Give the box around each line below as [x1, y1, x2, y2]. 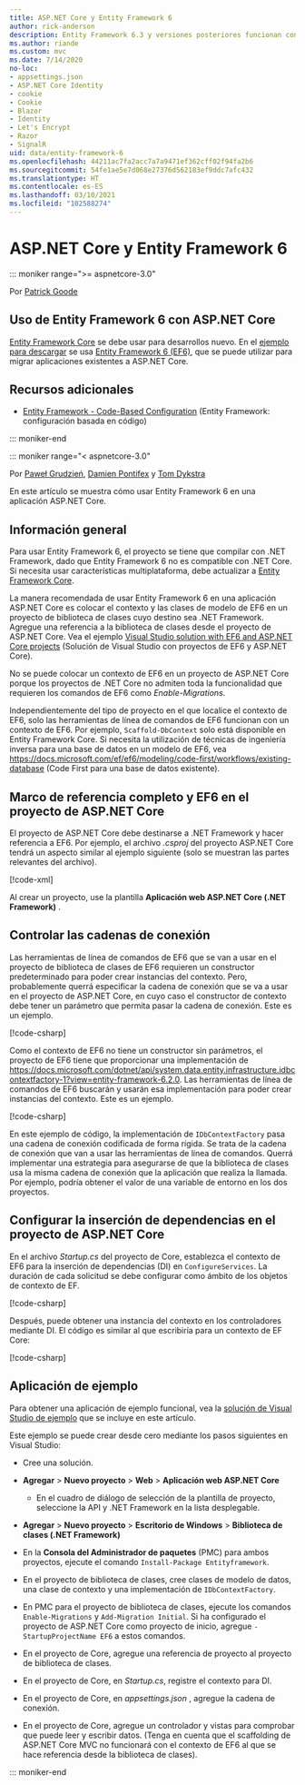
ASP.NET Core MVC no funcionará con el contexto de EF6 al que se [22, 1739, 277, 1750]
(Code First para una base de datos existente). [46, 763, 221, 774]
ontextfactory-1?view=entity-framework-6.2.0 [9, 1074, 180, 1085]
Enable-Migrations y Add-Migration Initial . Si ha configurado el [22, 1611, 266, 1621]
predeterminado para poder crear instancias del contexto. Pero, [9, 971, 248, 982]
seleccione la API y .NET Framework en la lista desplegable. [35, 1502, 261, 1512]
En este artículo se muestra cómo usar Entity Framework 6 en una [9, 486, 256, 497]
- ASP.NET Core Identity [9, 81, 103, 90]
